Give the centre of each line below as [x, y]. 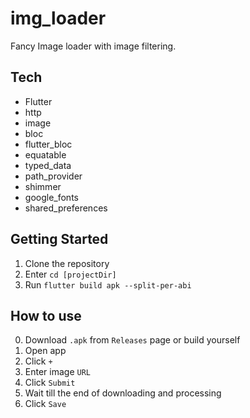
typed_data [48, 165]
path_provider [53, 176]
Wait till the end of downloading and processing [123, 393]
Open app [45, 351]
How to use [46, 315]
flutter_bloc [48, 144]
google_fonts [51, 197]
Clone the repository [67, 263]
